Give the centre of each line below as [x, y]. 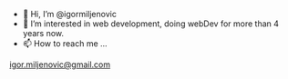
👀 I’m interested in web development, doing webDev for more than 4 [151, 24]
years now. [43, 33]
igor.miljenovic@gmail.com [60, 64]
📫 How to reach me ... [65, 44]
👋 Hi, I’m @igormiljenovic [69, 14]
